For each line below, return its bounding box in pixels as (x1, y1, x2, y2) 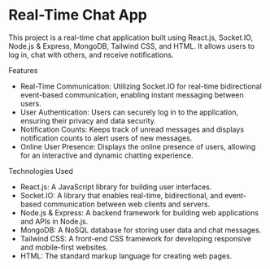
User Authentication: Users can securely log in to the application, (20, 107, 238, 117)
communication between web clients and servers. (43, 199, 211, 209)
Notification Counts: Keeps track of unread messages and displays (20, 124, 245, 134)
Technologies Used (8, 166, 73, 176)
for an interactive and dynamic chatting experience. (20, 150, 194, 160)
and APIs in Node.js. (20, 216, 89, 226)
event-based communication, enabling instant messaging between (20, 89, 244, 99)
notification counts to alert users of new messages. (20, 132, 193, 143)
